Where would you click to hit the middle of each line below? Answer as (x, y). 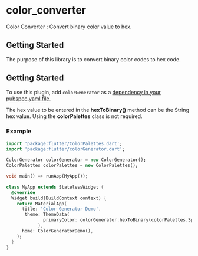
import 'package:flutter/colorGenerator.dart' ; (66, 149)
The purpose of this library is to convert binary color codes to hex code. (93, 59)
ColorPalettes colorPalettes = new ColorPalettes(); (72, 166)
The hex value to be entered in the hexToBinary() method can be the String (98, 110)
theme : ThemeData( (47, 215)
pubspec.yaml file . (29, 99)
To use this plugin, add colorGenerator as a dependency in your (83, 92)
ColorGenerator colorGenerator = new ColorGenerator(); (76, 160)
